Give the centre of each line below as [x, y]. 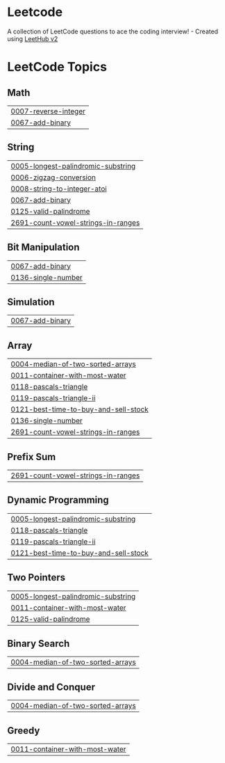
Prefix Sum [32, 457]
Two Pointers [36, 577]
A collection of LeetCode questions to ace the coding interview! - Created [113, 31]
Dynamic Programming [58, 500]
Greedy [24, 731]
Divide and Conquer [51, 687]
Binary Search [39, 644]
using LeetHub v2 [33, 38]
